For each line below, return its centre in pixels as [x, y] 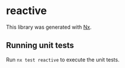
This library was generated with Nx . [49, 27]
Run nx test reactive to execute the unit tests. [63, 59]
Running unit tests [40, 45]
